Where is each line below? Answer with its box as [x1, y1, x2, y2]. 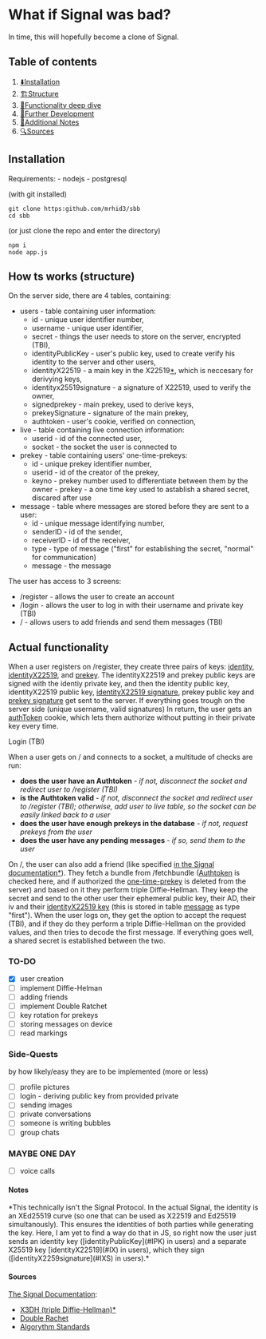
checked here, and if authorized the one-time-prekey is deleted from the [8, 876, 247, 886]
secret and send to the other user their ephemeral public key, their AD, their [8, 893, 256, 904]
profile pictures [19, 1083, 70, 1092]
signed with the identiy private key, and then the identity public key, [8, 679, 229, 689]
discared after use [31, 493, 92, 503]
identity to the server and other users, [31, 357, 157, 367]
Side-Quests [8, 1048, 58, 1059]
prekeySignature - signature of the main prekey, [31, 408, 189, 418]
